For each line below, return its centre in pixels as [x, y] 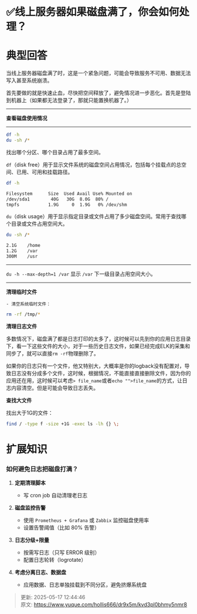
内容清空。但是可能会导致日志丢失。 [55, 388]
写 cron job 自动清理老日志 [55, 496]
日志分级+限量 [32, 540]
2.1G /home [23, 246]
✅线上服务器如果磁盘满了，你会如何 [93, 12]
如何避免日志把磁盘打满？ [42, 469]
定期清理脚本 [30, 483]
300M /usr [22, 256]
